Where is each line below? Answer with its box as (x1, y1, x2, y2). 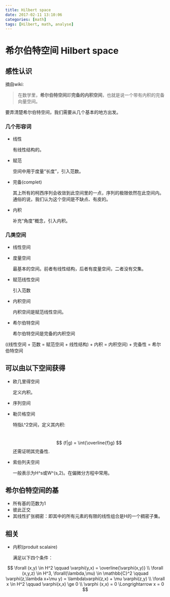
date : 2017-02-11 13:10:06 (5, 12, 62, 17)
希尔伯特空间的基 (5, 486, 59, 495)
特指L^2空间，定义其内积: (12, 421, 66, 427)
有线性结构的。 (12, 146, 44, 152)
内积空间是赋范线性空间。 (12, 308, 66, 315)
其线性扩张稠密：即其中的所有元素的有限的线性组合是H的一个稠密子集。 (12, 513, 163, 519)
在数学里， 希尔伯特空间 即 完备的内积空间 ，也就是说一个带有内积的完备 (17, 92, 165, 98)
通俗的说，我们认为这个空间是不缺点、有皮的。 (12, 196, 111, 202)
